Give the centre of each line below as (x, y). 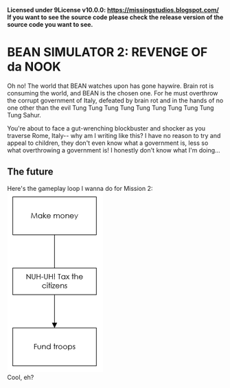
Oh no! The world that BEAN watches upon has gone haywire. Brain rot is (111, 86)
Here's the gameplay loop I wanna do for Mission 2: (80, 188)
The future (30, 172)
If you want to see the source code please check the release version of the (115, 17)
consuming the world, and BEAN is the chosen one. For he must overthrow (113, 93)
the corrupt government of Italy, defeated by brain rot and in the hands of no (115, 100)
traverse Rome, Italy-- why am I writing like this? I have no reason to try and (114, 135)
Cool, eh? (21, 377)
